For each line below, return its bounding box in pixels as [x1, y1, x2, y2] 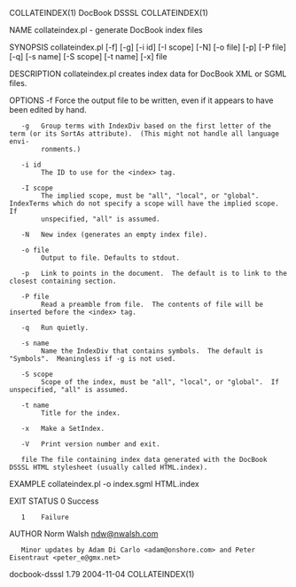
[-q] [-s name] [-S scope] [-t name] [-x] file [9, 51, 167, 61]
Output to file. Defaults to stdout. [41, 254, 180, 262]
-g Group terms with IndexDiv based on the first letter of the [20, 121, 272, 130]
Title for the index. [41, 409, 121, 418]
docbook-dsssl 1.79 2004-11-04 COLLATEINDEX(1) [9, 569, 195, 579]
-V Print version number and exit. [20, 440, 161, 449]
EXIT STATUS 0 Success [9, 496, 99, 506]
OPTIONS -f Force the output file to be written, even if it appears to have [9, 95, 274, 106]
